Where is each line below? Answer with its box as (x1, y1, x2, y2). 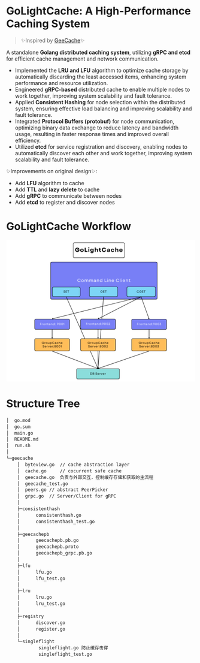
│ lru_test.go (17, 601, 66, 607)
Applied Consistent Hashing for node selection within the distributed (14, 98, 186, 106)
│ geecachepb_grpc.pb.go (17, 550, 93, 556)
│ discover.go (17, 619, 66, 626)
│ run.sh (6, 442, 31, 449)
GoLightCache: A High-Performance (6, 4, 192, 18)
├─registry (17, 613, 44, 619)
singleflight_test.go (38, 652, 93, 658)
